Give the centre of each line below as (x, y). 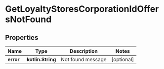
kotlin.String (41, 59)
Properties (22, 37)
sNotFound (28, 19)
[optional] (123, 59)
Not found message (84, 59)
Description (84, 51)
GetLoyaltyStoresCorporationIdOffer (82, 9)
